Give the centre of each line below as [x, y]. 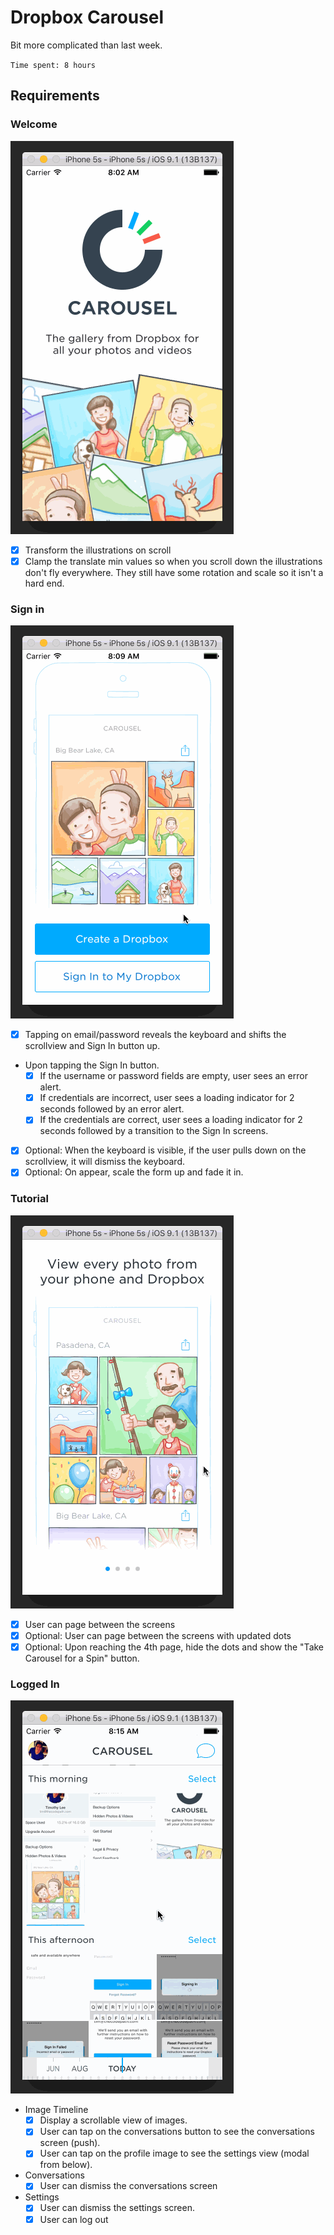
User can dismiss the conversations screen [128, 2186]
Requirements [55, 96]
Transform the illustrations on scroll [98, 550]
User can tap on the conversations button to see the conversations [177, 2132]
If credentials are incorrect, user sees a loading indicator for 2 [167, 1098]
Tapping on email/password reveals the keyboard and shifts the [155, 1035]
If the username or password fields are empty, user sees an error [173, 1076]
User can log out [74, 2219]
